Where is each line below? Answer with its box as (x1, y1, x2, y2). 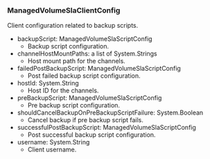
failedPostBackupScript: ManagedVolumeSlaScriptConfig (17, 65, 182, 73)
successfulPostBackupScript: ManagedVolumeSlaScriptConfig (17, 124, 196, 132)
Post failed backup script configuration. (27, 72, 141, 80)
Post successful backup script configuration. (27, 131, 156, 139)
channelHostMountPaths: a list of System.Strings (17, 49, 157, 58)
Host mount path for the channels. (27, 57, 126, 65)
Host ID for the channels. (27, 86, 99, 95)
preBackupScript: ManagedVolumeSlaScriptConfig (17, 94, 162, 102)
